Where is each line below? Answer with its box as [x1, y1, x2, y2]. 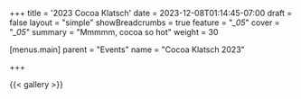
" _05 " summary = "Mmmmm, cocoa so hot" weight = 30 [9, 27, 219, 37]
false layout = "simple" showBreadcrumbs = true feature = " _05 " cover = [9, 17, 280, 28]
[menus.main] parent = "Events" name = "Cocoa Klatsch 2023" [9, 44, 246, 55]
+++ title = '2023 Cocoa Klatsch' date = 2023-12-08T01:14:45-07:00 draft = [9, 8, 293, 18]
